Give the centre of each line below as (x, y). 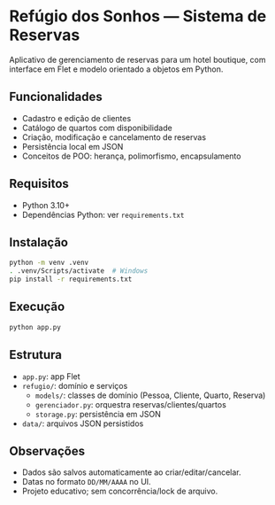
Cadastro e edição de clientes (76, 118)
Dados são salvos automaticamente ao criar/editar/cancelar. (131, 472)
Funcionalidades (56, 97)
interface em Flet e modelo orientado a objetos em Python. (116, 69)
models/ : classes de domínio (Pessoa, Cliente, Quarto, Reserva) (150, 395)
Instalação (39, 242)
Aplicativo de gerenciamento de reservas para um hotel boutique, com (138, 59)
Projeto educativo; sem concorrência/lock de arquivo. (120, 491)
